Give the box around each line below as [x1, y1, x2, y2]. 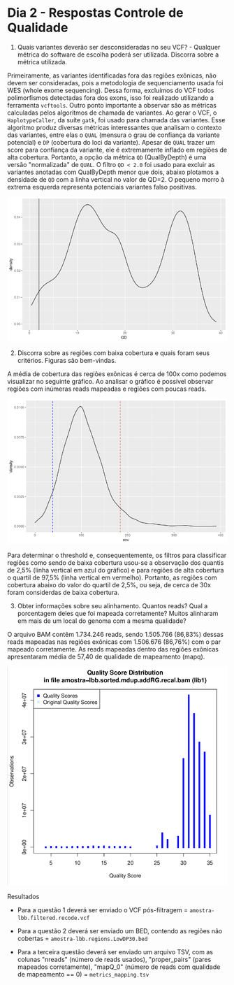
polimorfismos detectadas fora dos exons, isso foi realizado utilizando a [7, 93, 214, 102]
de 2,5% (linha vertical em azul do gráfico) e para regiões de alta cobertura [7, 566, 224, 574]
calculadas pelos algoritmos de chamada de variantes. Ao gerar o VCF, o [7, 108, 217, 117]
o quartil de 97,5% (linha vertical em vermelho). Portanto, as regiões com [7, 573, 217, 582]
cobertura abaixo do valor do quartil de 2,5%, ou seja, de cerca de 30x [7, 580, 212, 589]
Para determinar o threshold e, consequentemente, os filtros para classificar [7, 551, 227, 559]
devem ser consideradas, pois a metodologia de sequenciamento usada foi [7, 78, 224, 87]
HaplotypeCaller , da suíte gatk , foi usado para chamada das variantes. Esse [7, 115, 226, 124]
